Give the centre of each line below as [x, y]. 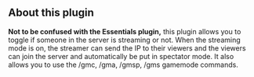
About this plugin [51, 13]
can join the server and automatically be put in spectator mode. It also [121, 56]
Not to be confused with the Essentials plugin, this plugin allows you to [125, 31]
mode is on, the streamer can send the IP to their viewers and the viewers [127, 48]
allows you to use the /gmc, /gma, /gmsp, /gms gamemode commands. [123, 65]
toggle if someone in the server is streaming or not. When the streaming [124, 40]
